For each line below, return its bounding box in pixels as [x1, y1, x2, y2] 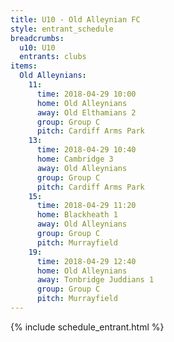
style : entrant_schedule [10, 24, 114, 34]
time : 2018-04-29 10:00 [36, 89, 137, 99]
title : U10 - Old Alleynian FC [10, 14, 141, 25]
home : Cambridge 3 [36, 154, 114, 164]
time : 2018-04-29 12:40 [36, 256, 137, 266]
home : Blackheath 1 [36, 210, 118, 220]
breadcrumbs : [10, 33, 65, 43]
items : [10, 61, 38, 71]
